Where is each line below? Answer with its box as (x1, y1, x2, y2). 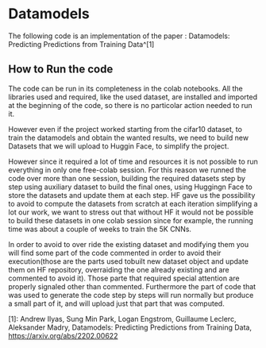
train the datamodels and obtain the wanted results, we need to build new (8, 133, 249, 142)
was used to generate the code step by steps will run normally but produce (8, 290, 254, 300)
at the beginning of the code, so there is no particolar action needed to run (8, 100, 253, 110)
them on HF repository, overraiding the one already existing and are (8, 265, 229, 274)
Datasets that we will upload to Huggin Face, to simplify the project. (8, 141, 229, 151)
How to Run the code (8, 63, 114, 76)
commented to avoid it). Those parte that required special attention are (8, 273, 240, 283)
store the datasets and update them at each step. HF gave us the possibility (8, 190, 256, 199)
